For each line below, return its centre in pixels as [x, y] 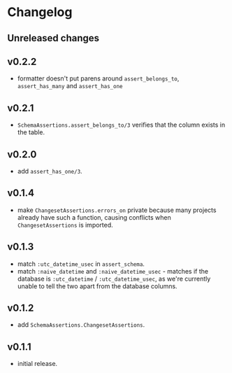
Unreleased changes [53, 38]
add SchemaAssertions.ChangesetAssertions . [81, 325]
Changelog [40, 12]
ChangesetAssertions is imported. [65, 225]
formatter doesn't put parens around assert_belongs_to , [98, 78]
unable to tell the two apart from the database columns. [97, 286]
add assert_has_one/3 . [50, 171]
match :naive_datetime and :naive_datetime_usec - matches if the [113, 271]
